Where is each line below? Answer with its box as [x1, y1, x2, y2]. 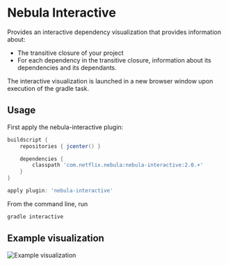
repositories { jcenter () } [19, 142, 101, 150]
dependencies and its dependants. [17, 63, 117, 72]
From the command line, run [7, 199, 88, 208]
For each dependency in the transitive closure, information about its [17, 56, 212, 64]
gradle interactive [7, 213, 64, 220]
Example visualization [7, 233, 104, 244]
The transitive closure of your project [17, 49, 124, 57]
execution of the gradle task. [7, 84, 90, 92]
